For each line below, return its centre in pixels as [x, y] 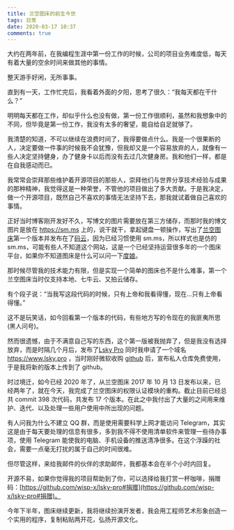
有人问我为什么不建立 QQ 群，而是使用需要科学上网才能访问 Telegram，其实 [116, 423]
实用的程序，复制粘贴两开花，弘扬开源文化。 [77, 520]
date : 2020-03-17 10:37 [42, 26]
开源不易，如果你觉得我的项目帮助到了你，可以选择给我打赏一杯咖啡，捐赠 [114, 478]
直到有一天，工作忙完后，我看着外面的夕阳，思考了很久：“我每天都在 [106, 92]
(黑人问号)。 [25, 326]
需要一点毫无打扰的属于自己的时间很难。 [77, 449]
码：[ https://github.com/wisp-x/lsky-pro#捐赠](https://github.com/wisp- [111, 488]
